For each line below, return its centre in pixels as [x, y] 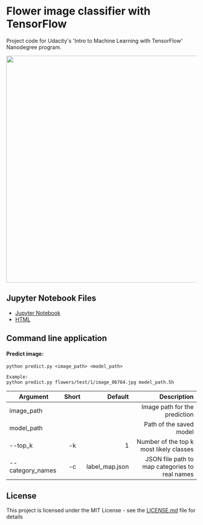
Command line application [57, 338]
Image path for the [167, 407]
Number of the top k [165, 442]
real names [178, 474]
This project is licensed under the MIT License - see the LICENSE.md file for [101, 510]
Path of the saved [169, 425]
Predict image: [25, 354]
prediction [179, 414]
